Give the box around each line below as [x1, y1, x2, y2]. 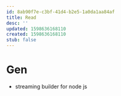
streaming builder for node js [15, 83, 88, 90]
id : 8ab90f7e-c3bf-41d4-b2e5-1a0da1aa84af [6, 8, 115, 15]
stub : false [6, 37, 36, 43]
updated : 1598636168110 [6, 25, 67, 32]
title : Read [6, 14, 36, 21]
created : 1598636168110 [6, 31, 67, 37]
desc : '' [6, 20, 28, 26]
